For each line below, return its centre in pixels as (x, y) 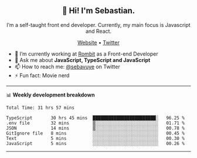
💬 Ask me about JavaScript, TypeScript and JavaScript (82, 60)
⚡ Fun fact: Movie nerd (42, 75)
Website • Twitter (98, 42)
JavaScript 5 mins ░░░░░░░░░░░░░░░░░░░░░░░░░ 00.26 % (95, 143)
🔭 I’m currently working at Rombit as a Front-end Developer (86, 54)
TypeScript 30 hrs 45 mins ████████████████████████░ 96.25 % (95, 118)
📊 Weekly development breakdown (50, 95)
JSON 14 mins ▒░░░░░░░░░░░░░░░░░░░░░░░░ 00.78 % (95, 128)
